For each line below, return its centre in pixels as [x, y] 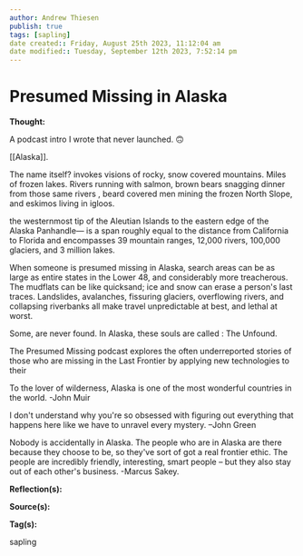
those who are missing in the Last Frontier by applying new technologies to [150, 361]
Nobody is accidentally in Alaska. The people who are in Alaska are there [146, 442]
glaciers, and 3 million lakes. [62, 250]
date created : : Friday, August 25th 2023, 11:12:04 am [115, 43]
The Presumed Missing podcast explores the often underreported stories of [151, 352]
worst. [21, 316]
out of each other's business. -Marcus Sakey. [94, 472]
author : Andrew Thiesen [54, 18]
